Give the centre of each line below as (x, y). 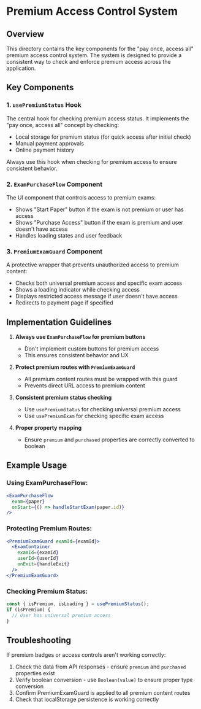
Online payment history (45, 150)
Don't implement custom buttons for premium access (92, 349)
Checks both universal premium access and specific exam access (99, 283)
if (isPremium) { (28, 610)
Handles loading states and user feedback (69, 235)
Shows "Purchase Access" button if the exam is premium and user (99, 222)
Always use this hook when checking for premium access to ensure (92, 161)
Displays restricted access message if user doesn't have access (96, 296)
